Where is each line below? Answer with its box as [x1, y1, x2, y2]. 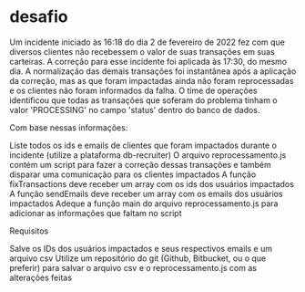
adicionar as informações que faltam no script [9, 207, 182, 218]
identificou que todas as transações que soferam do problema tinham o [9, 94, 278, 106]
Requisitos [9, 225, 49, 236]
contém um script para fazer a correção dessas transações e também [9, 159, 271, 170]
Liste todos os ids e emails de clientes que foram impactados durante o [9, 140, 278, 151]
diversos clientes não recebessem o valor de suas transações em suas [9, 46, 275, 57]
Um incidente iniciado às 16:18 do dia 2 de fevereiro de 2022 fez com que [9, 36, 285, 47]
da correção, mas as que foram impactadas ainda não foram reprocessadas [9, 75, 294, 86]
